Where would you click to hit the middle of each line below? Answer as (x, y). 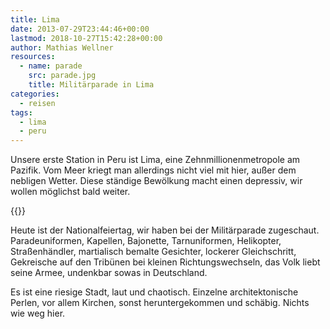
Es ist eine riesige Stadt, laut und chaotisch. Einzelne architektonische (154, 292)
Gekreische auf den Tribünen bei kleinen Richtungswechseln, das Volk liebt (165, 262)
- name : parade (51, 66)
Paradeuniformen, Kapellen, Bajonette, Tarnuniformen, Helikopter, (146, 241)
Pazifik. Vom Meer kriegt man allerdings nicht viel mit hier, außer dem (153, 170)
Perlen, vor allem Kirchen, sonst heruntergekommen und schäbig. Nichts (160, 303)
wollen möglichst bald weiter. (70, 192)
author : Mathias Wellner (62, 47)
